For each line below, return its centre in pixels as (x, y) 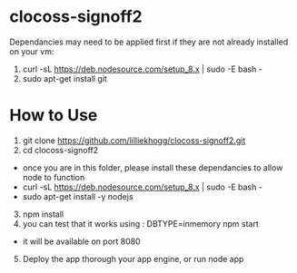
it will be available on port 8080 (81, 241)
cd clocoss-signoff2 (60, 150)
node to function (54, 177)
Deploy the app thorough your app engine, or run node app (133, 258)
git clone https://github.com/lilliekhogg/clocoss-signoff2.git (134, 140)
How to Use (54, 116)
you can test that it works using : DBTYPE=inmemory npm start (140, 223)
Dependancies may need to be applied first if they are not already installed (149, 42)
